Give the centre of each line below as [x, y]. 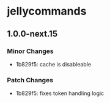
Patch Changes [30, 80]
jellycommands [47, 11]
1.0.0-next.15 [32, 34]
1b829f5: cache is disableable [53, 64]
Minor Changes [30, 51]
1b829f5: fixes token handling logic [60, 93]
